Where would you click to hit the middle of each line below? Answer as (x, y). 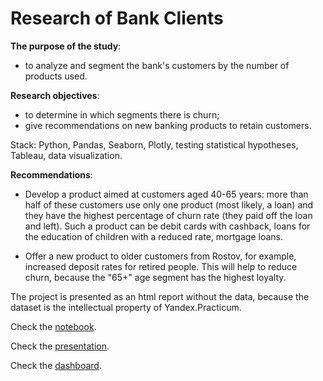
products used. (56, 76)
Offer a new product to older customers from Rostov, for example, (160, 256)
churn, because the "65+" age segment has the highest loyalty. (155, 277)
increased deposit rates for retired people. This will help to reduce (161, 266)
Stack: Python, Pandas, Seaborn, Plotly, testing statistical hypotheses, (154, 144)
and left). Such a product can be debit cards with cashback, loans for (167, 226)
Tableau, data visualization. (66, 155)
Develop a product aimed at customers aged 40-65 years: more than (166, 194)
